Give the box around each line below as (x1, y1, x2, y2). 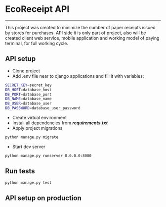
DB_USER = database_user (5, 101, 52, 106)
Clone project (12, 68, 41, 74)
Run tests (5, 167, 35, 175)
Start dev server (12, 144, 45, 150)
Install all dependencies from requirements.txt (12, 120, 108, 126)
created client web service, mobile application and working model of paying (5, 35, 160, 41)
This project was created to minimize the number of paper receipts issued (5, 24, 156, 30)
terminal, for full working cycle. (5, 40, 68, 46)
